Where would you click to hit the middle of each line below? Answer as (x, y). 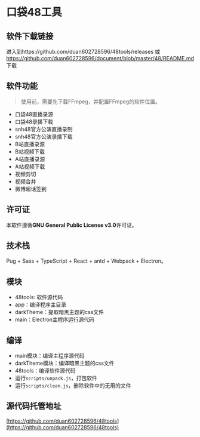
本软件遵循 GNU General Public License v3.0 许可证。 (72, 225)
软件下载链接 (30, 36)
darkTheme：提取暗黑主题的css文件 (59, 312)
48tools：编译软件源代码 (45, 371)
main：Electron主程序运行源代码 (54, 319)
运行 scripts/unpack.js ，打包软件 (56, 378)
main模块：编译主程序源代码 (50, 356)
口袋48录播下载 (34, 121)
